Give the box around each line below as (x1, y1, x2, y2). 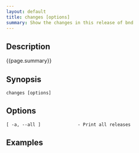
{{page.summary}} (6, 57, 52, 64)
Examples (6, 138, 43, 148)
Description (6, 41, 50, 51)
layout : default (6, 8, 46, 15)
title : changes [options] (6, 14, 70, 20)
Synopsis (6, 74, 41, 84)
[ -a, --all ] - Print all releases (6, 122, 131, 128)
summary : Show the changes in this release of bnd (6, 19, 134, 25)
